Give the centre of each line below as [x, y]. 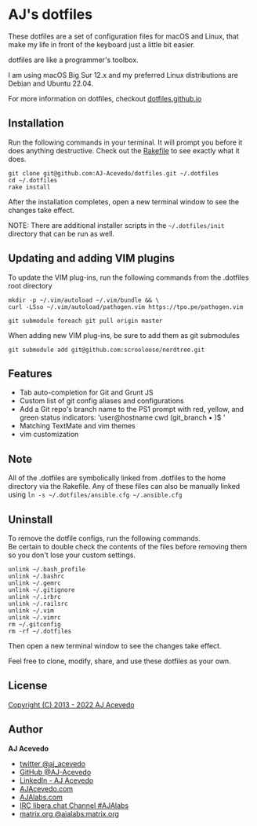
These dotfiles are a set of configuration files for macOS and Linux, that [123, 36]
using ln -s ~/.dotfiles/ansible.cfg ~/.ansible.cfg [95, 495]
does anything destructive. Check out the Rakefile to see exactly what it [124, 150]
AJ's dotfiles [50, 15]
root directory [30, 285]
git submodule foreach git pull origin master [85, 321]
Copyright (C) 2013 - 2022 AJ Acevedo [71, 704]
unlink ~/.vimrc [34, 618]
